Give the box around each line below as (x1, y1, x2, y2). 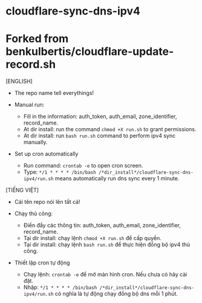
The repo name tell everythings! (14, 90, 94, 97)
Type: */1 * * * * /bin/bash (23, 168, 96, 176)
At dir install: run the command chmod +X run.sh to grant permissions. (23, 126, 197, 133)
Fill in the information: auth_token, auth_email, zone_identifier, (23, 113, 177, 120)
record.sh (5, 57, 56, 71)
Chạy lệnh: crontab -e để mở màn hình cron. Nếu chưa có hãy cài (23, 271, 187, 278)
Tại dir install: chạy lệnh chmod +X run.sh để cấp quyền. (23, 235, 161, 242)
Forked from (5, 32, 69, 46)
